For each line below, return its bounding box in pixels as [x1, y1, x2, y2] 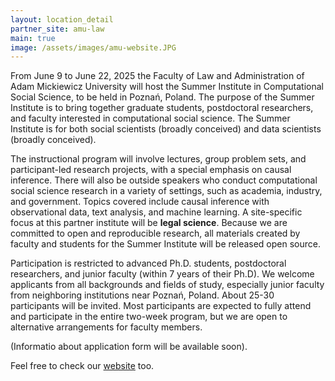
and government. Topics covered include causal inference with [10, 196, 270, 208]
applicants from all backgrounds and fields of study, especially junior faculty [10, 279, 325, 291]
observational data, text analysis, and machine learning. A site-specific [10, 206, 303, 218]
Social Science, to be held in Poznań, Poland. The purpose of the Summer [10, 91, 315, 103]
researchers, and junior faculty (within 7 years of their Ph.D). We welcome [10, 268, 315, 280]
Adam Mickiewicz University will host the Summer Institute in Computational [10, 81, 324, 93]
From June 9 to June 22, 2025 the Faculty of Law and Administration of [10, 70, 305, 82]
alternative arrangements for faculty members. [10, 321, 203, 333]
